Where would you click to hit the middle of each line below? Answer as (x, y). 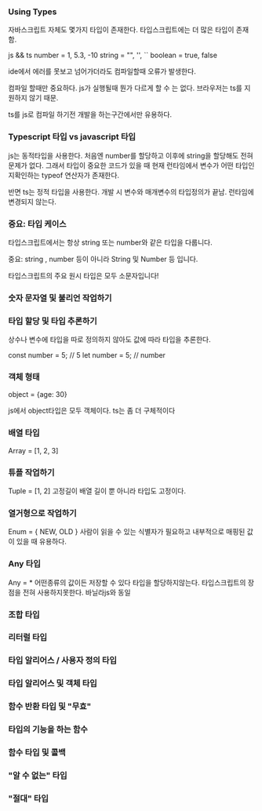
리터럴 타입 (28, 638)
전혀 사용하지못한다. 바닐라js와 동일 (76, 592)
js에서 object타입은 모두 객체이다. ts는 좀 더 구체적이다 (92, 411)
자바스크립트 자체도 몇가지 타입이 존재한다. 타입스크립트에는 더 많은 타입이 (121, 30)
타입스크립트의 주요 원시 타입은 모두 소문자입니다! (84, 275)
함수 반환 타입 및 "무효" (50, 707)
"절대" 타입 (29, 798)
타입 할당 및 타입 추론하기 (53, 321)
